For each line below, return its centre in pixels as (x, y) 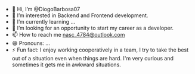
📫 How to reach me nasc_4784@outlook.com (68, 35)
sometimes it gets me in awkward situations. (66, 65)
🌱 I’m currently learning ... (44, 22)
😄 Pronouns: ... (31, 43)
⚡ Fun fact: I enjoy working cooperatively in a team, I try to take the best (100, 50)
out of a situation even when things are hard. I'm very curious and (93, 58)
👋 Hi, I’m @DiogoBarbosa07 (46, 9)
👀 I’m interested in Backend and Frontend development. (80, 15)
